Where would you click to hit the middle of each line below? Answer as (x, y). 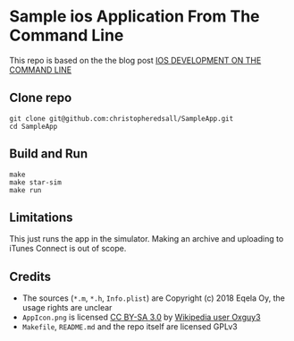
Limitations (41, 217)
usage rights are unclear (67, 308)
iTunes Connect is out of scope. (68, 249)
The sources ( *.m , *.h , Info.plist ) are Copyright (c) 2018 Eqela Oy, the (154, 298)
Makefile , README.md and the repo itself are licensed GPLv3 (130, 327)
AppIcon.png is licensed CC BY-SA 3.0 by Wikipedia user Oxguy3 (141, 317)
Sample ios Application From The (134, 17)
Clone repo (41, 98)
